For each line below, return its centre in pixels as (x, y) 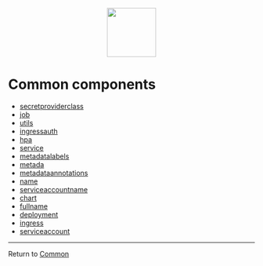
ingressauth (39, 131)
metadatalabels (44, 156)
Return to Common (39, 253)
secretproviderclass (51, 106)
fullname (34, 206)
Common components (82, 84)
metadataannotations (54, 173)
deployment (39, 214)
